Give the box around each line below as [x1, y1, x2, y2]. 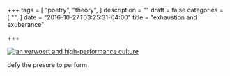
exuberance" [7, 21, 45, 28]
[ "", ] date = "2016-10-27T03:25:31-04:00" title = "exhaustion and [7, 13, 197, 21]
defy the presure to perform [7, 61, 88, 68]
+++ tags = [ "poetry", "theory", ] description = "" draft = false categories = [7, 6, 224, 14]
